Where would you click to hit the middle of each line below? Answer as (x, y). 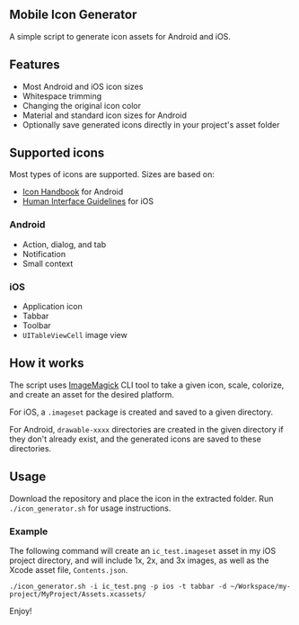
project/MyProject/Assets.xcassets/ (78, 594)
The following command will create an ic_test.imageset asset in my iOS (143, 550)
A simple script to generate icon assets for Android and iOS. (120, 36)
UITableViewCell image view (75, 335)
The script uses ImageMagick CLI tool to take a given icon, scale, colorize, (147, 385)
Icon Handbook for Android (73, 192)
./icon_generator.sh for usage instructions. (90, 508)
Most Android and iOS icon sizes (83, 86)
